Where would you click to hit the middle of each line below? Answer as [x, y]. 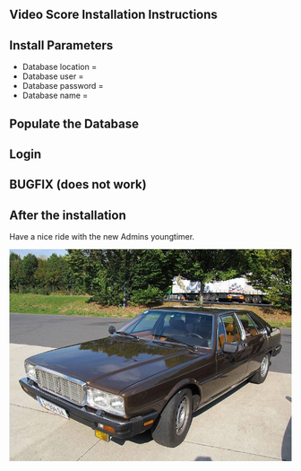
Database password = [63, 86]
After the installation [68, 215]
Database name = [55, 96]
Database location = [59, 67]
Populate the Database [74, 123]
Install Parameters [61, 45]
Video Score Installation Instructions [113, 15]
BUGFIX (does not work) [78, 184]
